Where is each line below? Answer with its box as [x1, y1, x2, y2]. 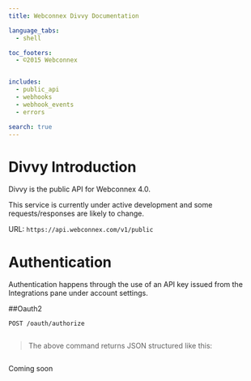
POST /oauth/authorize [8, 319, 85, 328]
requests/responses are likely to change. [8, 208, 144, 219]
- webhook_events [15, 101, 74, 109]
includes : [8, 78, 42, 86]
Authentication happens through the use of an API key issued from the [8, 280, 243, 289]
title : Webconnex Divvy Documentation [8, 11, 139, 20]
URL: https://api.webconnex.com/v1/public [8, 225, 154, 234]
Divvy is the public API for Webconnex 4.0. [8, 184, 151, 195]
